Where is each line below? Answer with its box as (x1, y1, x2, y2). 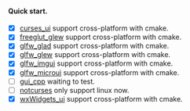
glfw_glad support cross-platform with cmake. (19, 41, 170, 51)
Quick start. (8, 6, 49, 16)
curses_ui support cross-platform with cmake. (19, 23, 169, 33)
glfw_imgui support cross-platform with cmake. (19, 59, 174, 68)
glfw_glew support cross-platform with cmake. (19, 50, 171, 59)
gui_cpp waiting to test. (19, 77, 96, 86)
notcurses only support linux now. (19, 85, 130, 95)
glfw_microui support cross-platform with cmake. (19, 67, 180, 77)
